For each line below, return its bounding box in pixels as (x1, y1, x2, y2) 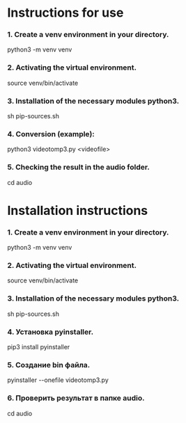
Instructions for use (7, 5, 124, 21)
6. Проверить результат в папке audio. (7, 393, 145, 403)
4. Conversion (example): (7, 129, 95, 138)
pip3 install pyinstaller (7, 343, 70, 351)
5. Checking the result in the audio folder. (7, 162, 150, 172)
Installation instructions (7, 202, 148, 218)
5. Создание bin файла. (7, 360, 91, 369)
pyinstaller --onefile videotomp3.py (7, 376, 109, 384)
